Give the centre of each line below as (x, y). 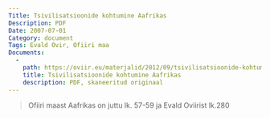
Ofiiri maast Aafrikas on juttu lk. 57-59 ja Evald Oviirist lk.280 (129, 105)
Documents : (27, 53)
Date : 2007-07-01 (37, 30)
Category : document (41, 38)
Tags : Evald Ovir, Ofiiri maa (59, 45)
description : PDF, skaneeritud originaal (93, 82)
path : (32, 68)
